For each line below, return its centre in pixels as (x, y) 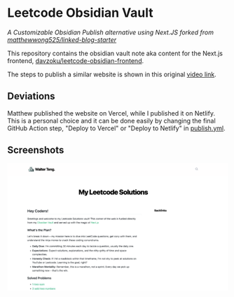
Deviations (31, 96)
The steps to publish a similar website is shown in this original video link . (112, 74)
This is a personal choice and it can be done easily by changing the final (111, 120)
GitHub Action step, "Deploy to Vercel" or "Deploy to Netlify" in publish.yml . (116, 128)
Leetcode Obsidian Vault (81, 13)
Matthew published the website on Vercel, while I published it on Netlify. (111, 113)
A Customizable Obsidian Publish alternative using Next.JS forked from (110, 32)
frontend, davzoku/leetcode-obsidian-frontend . (76, 60)
